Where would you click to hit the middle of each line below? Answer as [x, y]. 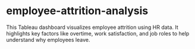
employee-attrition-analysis [77, 11]
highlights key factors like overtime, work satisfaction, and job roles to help [98, 33]
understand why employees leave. [48, 40]
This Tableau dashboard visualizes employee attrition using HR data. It [92, 27]
